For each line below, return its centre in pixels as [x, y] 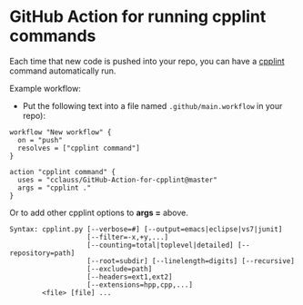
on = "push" [40, 140]
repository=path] [42, 253]
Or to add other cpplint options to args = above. [99, 212]
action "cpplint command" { [63, 172]
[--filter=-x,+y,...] [128, 237]
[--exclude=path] [120, 269]
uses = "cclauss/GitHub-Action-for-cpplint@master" [118, 180]
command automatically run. [63, 71]
